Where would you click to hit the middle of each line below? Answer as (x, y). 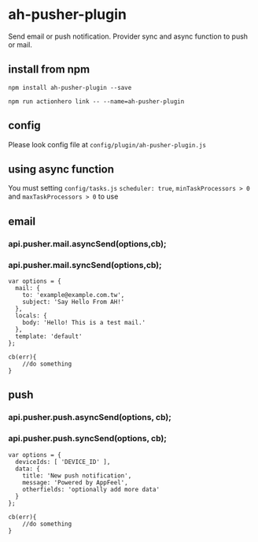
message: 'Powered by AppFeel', (75, 482)
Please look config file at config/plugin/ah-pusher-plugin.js (107, 144)
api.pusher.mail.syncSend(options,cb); (85, 265)
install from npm (49, 70)
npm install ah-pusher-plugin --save (70, 87)
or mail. (20, 44)
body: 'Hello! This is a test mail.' (84, 322)
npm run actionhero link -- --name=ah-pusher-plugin (96, 101)
